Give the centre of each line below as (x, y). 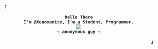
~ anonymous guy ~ (79, 32)
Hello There (79, 17)
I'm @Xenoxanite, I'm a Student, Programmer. (79, 22)
